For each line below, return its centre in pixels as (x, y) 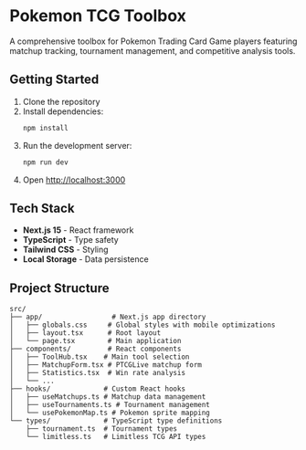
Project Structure (59, 288)
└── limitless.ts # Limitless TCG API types (116, 437)
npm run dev (45, 162)
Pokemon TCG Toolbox (98, 16)
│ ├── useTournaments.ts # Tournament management (110, 405)
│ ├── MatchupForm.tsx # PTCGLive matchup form (106, 365)
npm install (45, 128)
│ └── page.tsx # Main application (95, 341)
